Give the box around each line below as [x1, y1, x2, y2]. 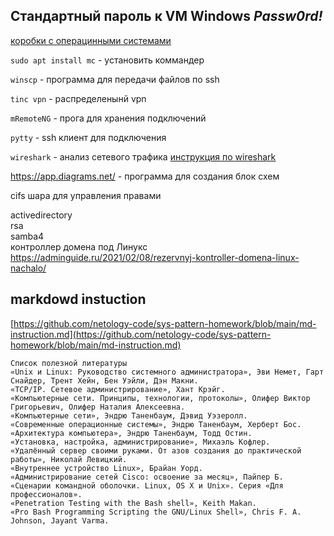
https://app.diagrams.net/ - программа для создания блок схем [10, 170, 280, 182]
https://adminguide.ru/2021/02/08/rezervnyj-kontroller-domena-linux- [10, 251, 300, 263]
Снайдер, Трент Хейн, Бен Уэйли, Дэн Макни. [10, 375, 199, 386]
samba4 [10, 230, 45, 242]
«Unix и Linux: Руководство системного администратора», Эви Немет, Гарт [10, 367, 325, 377]
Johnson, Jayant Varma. [10, 515, 110, 526]
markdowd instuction [10, 291, 147, 308]
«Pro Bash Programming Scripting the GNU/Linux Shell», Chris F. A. [10, 507, 302, 517]
